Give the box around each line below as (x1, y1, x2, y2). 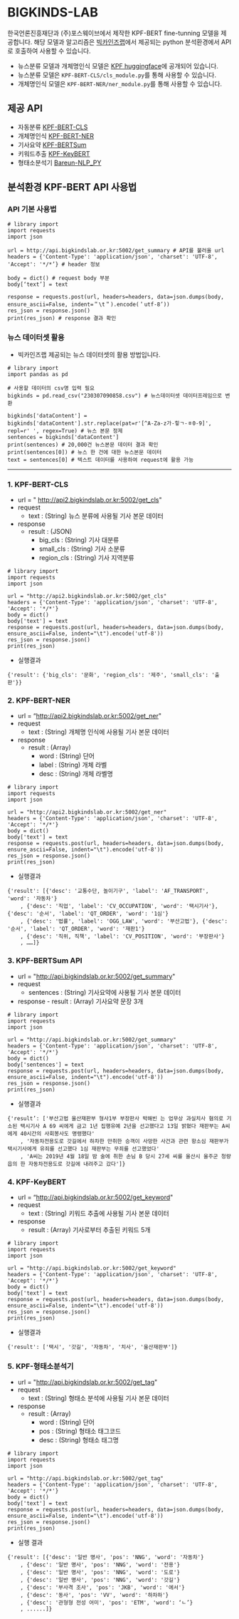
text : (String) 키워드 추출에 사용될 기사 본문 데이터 (28, 1209, 169, 1217)
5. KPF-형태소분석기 (7, 1361, 74, 1371)
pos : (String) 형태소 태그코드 (38, 1427, 122, 1436)
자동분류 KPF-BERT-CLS (17, 123, 88, 131)
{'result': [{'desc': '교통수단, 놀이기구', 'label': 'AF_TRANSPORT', (7, 888, 209, 895)
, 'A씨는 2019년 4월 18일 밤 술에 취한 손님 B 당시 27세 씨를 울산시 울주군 (20, 1152, 218, 1160)
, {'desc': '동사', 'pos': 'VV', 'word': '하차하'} (20, 1592, 169, 1599)
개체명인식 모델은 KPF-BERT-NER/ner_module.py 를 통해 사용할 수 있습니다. (17, 79, 223, 88)
